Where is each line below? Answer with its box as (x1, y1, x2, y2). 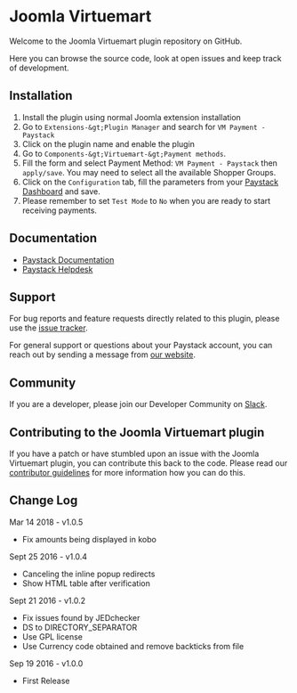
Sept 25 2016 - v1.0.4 (9, 550, 87, 562)
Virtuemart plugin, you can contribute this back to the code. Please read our (9, 458, 288, 469)
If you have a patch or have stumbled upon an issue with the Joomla (9, 448, 260, 459)
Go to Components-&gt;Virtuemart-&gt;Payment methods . (21, 148, 227, 159)
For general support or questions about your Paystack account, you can (9, 340, 273, 351)
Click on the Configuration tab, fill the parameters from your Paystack (21, 176, 278, 187)
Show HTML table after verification (21, 577, 151, 589)
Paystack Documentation (21, 254, 115, 265)
